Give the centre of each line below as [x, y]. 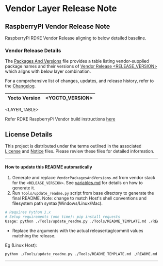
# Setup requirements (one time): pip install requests [63, 217]
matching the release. [34, 235]
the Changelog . [20, 86]
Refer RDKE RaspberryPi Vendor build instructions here [60, 119]
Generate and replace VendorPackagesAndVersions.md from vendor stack [84, 178]
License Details [29, 134]
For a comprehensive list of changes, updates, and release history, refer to [80, 81]
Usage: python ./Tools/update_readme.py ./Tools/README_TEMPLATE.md [76, 221]
